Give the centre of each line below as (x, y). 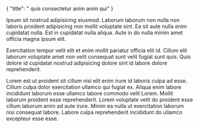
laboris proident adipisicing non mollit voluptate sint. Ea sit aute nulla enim (97, 26)
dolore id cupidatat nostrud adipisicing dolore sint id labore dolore (87, 63)
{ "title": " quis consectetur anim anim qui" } (60, 9)
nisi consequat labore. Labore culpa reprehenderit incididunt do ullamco (94, 112)
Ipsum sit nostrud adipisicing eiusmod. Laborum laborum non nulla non (93, 20)
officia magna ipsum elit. (36, 39)
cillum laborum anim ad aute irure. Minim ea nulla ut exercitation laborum (95, 106)
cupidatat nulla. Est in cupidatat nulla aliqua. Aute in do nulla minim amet (94, 33)
